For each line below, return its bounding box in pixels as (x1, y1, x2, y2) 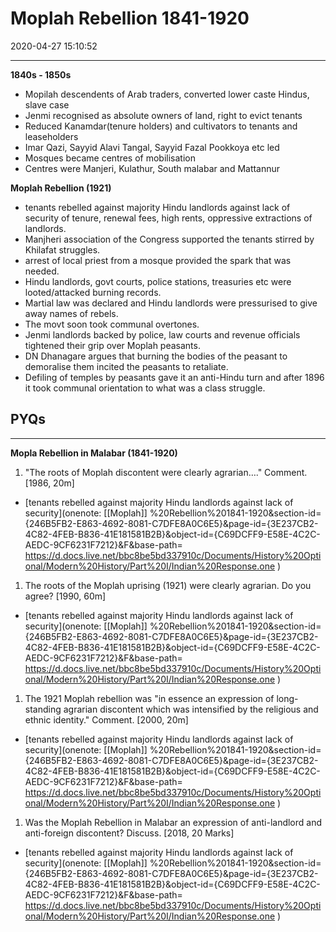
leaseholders (24, 130, 79, 142)
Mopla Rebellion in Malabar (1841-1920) (10, 447, 178, 459)
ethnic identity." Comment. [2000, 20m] (24, 713, 189, 726)
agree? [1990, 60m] (24, 590, 107, 602)
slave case (24, 98, 70, 111)
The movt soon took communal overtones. (24, 318, 200, 330)
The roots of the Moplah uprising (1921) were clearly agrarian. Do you (24, 579, 312, 591)
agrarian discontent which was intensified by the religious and (63, 703, 319, 715)
